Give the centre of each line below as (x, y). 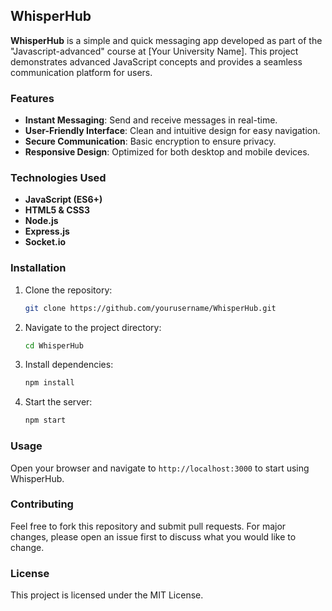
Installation (38, 268)
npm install (49, 383)
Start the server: (58, 402)
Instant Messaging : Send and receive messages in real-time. (151, 120)
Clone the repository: (68, 290)
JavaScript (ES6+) (63, 200)
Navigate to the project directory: (93, 327)
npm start (45, 420)
